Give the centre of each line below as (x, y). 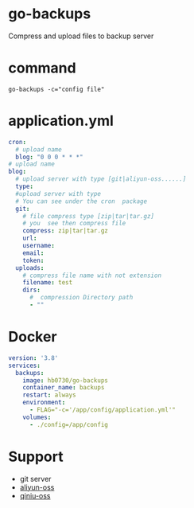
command (43, 68)
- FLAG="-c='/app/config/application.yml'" (103, 410)
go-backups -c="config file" (56, 89)
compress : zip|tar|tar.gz (66, 231)
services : (25, 365)
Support (36, 457)
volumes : (37, 417)
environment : (44, 403)
